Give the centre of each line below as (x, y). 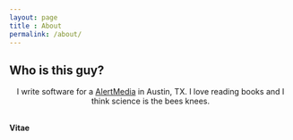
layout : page (34, 17)
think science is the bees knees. (151, 101)
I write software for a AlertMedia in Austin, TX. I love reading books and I (151, 92)
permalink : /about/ (46, 34)
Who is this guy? (57, 70)
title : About (36, 26)
